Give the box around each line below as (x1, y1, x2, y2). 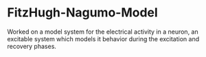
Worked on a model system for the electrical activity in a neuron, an (7, 27, 198, 36)
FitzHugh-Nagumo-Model (7, 5, 158, 21)
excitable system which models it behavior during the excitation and (7, 34, 200, 43)
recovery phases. (7, 42, 57, 50)
